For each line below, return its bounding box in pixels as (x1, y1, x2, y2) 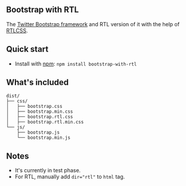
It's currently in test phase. (14, 167, 81, 174)
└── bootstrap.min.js (17, 135, 70, 141)
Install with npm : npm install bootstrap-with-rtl (14, 60, 137, 67)
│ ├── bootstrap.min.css (6, 108, 73, 115)
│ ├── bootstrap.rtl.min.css (6, 119, 84, 125)
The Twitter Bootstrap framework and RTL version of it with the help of (6, 20, 180, 27)
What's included (6, 77, 69, 88)
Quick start (6, 44, 49, 54)
